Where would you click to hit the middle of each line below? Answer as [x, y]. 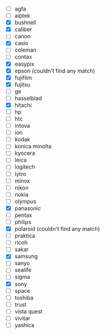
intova [22, 126]
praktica [25, 236]
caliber [23, 29]
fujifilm [23, 77]
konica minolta [33, 146]
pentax [23, 215]
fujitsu [23, 84]
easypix [24, 64]
